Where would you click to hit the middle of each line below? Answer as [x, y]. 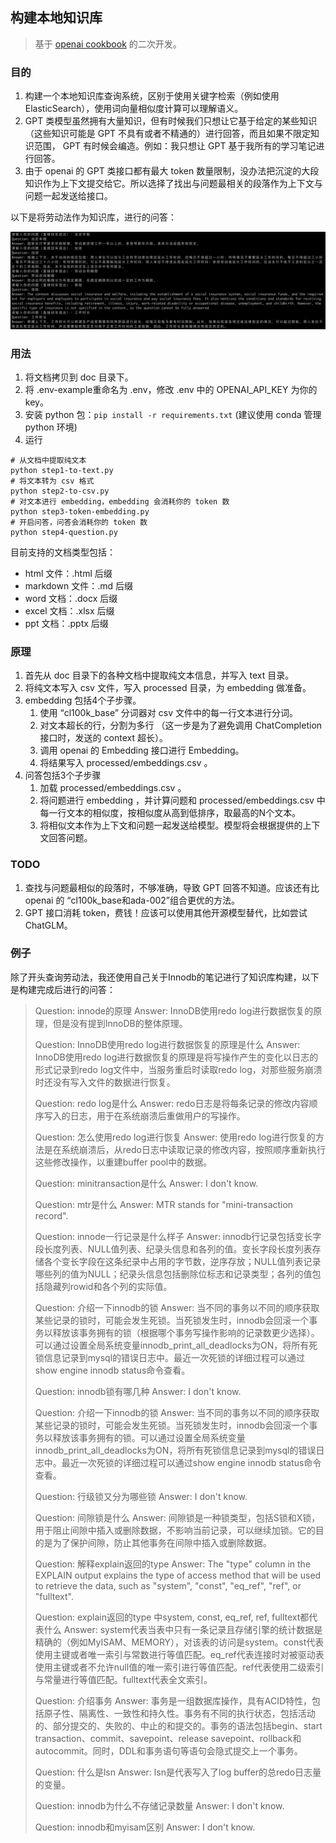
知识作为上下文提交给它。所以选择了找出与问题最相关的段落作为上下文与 [173, 184]
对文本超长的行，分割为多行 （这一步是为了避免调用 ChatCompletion [181, 725]
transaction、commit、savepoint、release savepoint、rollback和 [168, 1738]
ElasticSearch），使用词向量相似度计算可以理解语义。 [134, 109]
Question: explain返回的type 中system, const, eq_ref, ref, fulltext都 [172, 1617]
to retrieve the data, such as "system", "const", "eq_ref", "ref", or [168, 1585]
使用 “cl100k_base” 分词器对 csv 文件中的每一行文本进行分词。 [168, 713]
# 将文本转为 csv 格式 [52, 481]
